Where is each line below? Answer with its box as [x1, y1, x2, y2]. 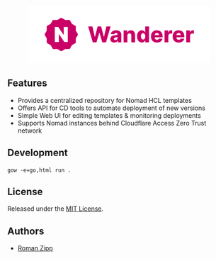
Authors [7, 225, 45, 237]
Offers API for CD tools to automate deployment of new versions [17, 104, 205, 112]
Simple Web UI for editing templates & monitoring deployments [17, 111, 202, 119]
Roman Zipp [17, 244, 53, 253]
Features [7, 77, 47, 89]
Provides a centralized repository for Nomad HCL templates [17, 96, 193, 104]
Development [7, 147, 69, 159]
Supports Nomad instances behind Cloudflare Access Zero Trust [17, 119, 207, 127]
